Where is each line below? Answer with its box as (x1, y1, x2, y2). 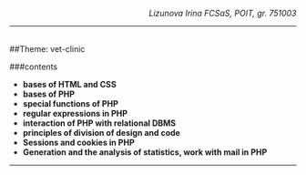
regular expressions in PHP (22, 108, 128, 118)
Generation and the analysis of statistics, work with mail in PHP (22, 147, 268, 158)
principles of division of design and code (22, 128, 180, 138)
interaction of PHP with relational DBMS (22, 118, 176, 129)
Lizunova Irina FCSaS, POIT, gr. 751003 (148, 8, 297, 18)
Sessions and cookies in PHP (22, 137, 135, 148)
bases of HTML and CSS (22, 79, 117, 89)
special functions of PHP (22, 98, 118, 108)
